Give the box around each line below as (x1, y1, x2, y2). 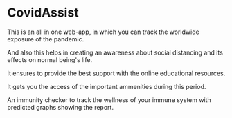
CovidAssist (7, 5, 79, 21)
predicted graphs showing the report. (7, 103, 114, 111)
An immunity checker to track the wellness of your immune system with (7, 95, 211, 104)
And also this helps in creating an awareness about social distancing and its (7, 48, 224, 57)
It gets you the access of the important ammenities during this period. (7, 82, 206, 90)
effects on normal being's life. (7, 55, 92, 63)
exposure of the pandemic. (7, 35, 84, 43)
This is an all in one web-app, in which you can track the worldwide (7, 28, 199, 36)
